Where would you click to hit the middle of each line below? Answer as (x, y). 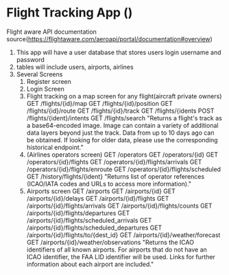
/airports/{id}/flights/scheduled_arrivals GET (89, 220)
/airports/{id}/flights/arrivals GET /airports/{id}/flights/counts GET (120, 206)
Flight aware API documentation (52, 32)
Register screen (49, 81)
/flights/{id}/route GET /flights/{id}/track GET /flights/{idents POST (120, 111)
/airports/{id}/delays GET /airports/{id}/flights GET (98, 198)
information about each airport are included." (90, 264)
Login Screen (45, 89)
